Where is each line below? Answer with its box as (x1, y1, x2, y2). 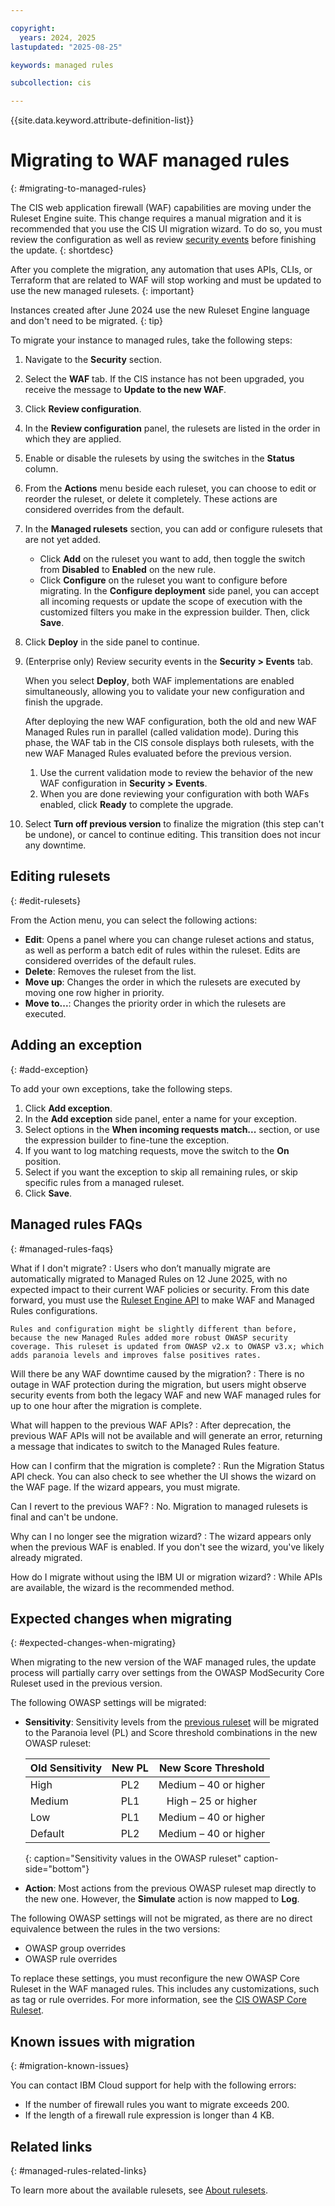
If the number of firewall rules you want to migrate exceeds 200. (24, 2099, 290, 2111)
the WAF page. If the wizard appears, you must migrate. (10, 1481, 241, 1493)
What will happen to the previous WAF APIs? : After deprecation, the (10, 1419, 292, 1431)
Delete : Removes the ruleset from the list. (24, 965, 197, 977)
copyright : (10, 23, 56, 33)
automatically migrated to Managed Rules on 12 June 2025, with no (10, 1272, 288, 1285)
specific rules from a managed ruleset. (24, 1176, 185, 1188)
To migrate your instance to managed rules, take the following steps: (10, 334, 293, 346)
